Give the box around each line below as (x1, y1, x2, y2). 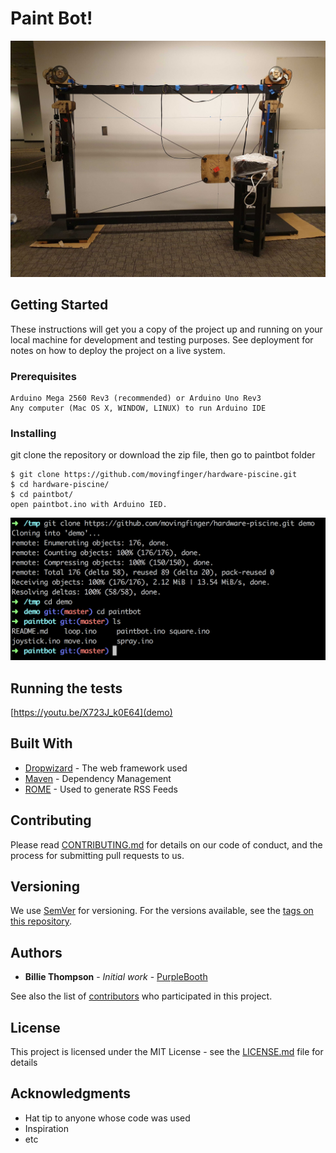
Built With (10, 735, 73, 752)
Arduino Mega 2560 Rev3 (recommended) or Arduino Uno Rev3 (10, 393, 262, 404)
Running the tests (10, 680, 123, 697)
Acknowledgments (10, 1085, 132, 1102)
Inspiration (24, 1122, 69, 1134)
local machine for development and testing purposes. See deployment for (10, 333, 314, 346)
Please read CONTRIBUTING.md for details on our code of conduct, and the (10, 838, 323, 851)
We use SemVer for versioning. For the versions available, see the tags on (10, 905, 314, 917)
